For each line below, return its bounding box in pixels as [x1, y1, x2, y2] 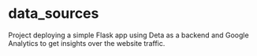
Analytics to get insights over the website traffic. [8, 38, 166, 47]
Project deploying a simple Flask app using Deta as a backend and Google [8, 30, 250, 40]
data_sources [8, 5, 99, 23]
